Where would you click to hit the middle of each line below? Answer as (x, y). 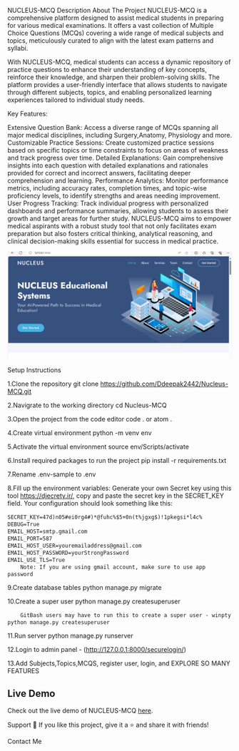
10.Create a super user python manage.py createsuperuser (94, 601)
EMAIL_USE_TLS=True (36, 560)
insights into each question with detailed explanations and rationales (108, 165)
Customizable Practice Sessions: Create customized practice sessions (111, 143)
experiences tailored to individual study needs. (76, 100)
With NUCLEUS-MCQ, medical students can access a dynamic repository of (119, 62)
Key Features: (27, 114)
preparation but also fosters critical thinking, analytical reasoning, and (110, 234)
